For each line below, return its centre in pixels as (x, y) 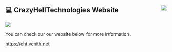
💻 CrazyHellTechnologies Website (62, 10)
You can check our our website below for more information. (68, 34)
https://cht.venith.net (27, 44)
